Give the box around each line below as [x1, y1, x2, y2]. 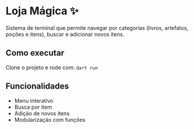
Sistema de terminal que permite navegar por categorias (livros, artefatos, [5, 24, 189, 31]
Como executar [5, 48, 64, 58]
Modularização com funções [14, 116, 85, 123]
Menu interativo [14, 97, 53, 104]
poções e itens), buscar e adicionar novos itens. [5, 30, 124, 38]
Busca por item [14, 103, 52, 110]
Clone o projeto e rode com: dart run [5, 64, 99, 71]
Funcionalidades [5, 81, 70, 91]
